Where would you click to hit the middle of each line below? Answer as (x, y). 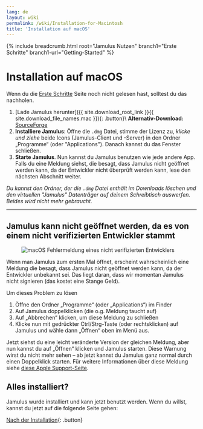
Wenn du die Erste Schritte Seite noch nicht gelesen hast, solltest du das (97, 94)
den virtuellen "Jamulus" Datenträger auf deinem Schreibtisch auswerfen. (98, 195)
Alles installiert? (37, 387)
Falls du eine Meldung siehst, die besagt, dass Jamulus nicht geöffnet (102, 164)
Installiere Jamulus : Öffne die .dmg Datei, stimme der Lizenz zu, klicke (102, 132)
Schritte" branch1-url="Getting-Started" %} (60, 53)
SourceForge (31, 125)
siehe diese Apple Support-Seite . (47, 368)
